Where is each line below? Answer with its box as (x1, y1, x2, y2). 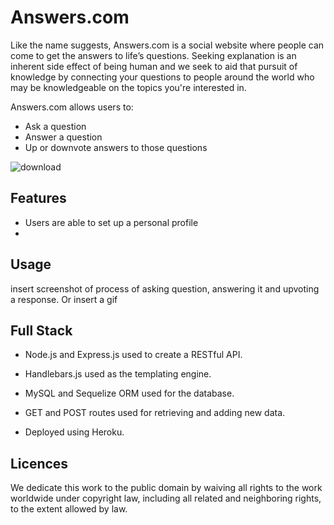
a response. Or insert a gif (10, 293, 118, 305)
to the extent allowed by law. (10, 503, 128, 515)
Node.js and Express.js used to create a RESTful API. (24, 349, 243, 361)
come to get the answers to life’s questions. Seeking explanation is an (10, 49, 297, 61)
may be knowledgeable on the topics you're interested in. (10, 81, 247, 93)
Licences (10, 455, 69, 472)
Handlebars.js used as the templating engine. (24, 368, 212, 380)
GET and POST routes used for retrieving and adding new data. (24, 407, 286, 419)
